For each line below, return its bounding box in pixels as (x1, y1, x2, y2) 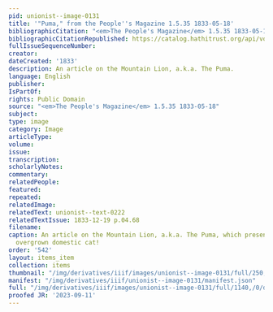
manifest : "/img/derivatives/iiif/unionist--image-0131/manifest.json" (8, 276, 256, 284)
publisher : (8, 80, 45, 88)
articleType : (8, 132, 53, 141)
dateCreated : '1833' (8, 58, 79, 66)
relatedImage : (8, 201, 57, 209)
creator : (8, 50, 38, 58)
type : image (8, 118, 49, 126)
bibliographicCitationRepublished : (8, 34, 129, 43)
